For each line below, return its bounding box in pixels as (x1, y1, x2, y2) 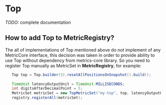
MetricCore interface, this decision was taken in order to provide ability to (5, 52, 155, 58)
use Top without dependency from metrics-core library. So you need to (5, 57, 150, 63)
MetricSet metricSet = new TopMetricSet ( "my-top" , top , (11, 91, 129, 96)
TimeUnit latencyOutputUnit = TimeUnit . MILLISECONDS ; (11, 81, 125, 87)
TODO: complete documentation (5, 19, 71, 25)
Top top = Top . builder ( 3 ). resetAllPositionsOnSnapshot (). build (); (11, 72, 152, 77)
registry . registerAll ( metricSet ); (11, 95, 83, 101)
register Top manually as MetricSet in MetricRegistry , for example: (5, 62, 142, 68)
